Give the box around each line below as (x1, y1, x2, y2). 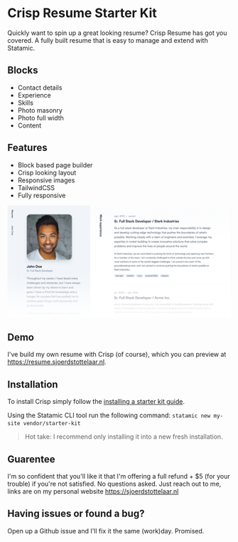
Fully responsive (17, 191, 66, 199)
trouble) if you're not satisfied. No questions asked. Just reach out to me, (7, 479, 222, 488)
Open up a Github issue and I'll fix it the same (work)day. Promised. (7, 526, 205, 535)
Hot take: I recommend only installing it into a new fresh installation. (24, 432, 223, 441)
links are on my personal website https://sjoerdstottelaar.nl (7, 487, 179, 496)
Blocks (7, 64, 38, 76)
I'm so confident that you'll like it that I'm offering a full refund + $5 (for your (7, 472, 231, 480)
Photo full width (17, 113, 64, 122)
